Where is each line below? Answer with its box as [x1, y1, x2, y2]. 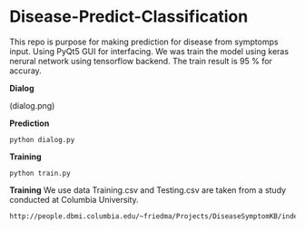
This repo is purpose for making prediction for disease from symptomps [9, 36, 279, 47]
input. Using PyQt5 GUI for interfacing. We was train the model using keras [9, 45, 289, 56]
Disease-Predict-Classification [9, 6, 249, 27]
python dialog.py [9, 135, 75, 144]
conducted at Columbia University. [9, 194, 139, 205]
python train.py [9, 168, 71, 177]
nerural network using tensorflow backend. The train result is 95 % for [9, 55, 272, 66]
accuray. [9, 65, 43, 76]
